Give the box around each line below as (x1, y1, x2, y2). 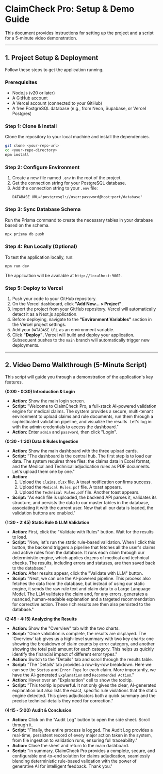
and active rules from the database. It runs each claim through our (12, 549, 145, 555)
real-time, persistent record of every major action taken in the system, (12, 732, 152, 738)
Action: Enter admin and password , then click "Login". (12, 429, 117, 434)
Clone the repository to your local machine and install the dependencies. (5, 134, 150, 140)
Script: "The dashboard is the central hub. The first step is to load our (12, 453, 152, 459)
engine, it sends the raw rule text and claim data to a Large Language (12, 585, 151, 591)
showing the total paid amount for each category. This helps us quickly (12, 646, 154, 652)
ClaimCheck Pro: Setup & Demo (5, 3, 134, 15)
